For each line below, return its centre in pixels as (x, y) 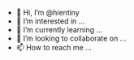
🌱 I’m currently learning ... (59, 30)
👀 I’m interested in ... (50, 21)
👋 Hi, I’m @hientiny (48, 13)
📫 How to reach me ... (54, 47)
